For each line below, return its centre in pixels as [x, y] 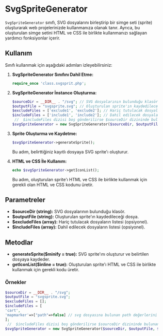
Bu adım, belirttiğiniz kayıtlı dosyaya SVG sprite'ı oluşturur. [70, 151]
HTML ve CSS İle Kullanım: [39, 161]
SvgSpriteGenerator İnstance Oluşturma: [54, 93]
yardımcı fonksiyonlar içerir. [33, 38]
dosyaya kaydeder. [31, 260]
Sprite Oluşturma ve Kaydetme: [45, 133]
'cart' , [13, 311]
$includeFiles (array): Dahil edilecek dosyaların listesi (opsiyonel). [79, 227]
